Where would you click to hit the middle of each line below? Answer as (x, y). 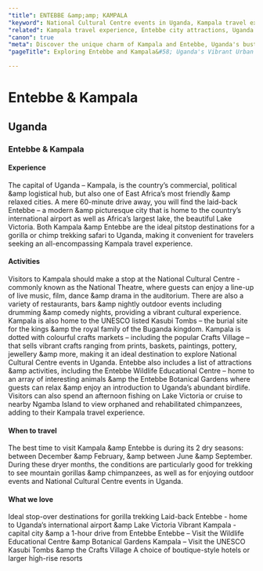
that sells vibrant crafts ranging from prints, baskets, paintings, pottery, (122, 346)
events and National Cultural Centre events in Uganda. (96, 481)
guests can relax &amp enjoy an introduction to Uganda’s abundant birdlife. (129, 387)
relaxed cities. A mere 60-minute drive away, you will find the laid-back (123, 202)
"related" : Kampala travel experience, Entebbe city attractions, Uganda (131, 30)
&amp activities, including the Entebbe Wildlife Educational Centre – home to (131, 371)
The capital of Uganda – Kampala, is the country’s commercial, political (122, 185)
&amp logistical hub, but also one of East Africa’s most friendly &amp (119, 193)
